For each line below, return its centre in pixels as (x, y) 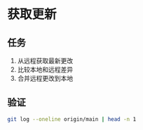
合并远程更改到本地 (45, 78)
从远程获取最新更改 (45, 61)
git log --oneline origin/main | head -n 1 (72, 119)
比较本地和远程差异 (45, 70)
